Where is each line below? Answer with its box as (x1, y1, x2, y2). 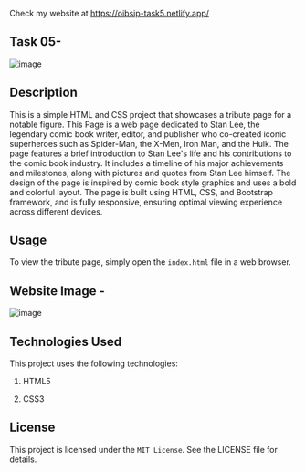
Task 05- (9, 34, 62, 49)
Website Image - (9, 283, 105, 299)
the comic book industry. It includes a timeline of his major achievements (9, 157, 284, 168)
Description (9, 85, 78, 100)
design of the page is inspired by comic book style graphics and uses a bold (9, 177, 297, 188)
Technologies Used (9, 333, 121, 350)
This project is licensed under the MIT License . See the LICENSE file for (9, 444, 279, 455)
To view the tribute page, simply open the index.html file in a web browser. (9, 257, 292, 267)
